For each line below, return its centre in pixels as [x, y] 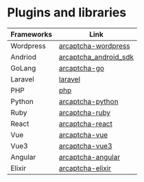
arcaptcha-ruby [85, 112]
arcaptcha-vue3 [85, 146]
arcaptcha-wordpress [94, 46]
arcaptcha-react [86, 123]
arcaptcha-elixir [85, 168]
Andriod [23, 57]
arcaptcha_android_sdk [96, 57]
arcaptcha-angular [89, 157]
